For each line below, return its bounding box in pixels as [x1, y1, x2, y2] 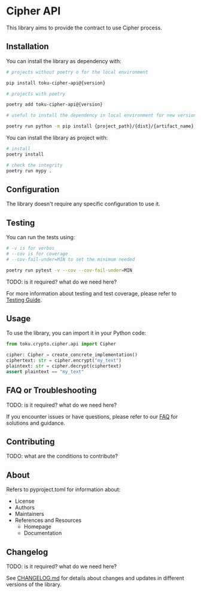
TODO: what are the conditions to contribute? [6, 452, 118, 460]
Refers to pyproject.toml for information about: [6, 486, 121, 493]
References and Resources [14, 517, 82, 524]
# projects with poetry [6, 91, 66, 97]
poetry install [6, 151, 44, 157]
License [14, 497, 35, 505]
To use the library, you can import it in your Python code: [6, 329, 147, 337]
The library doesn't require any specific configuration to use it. [6, 200, 160, 208]
